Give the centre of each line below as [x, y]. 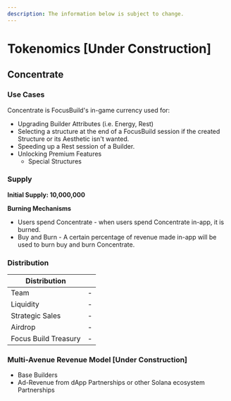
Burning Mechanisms [39, 208]
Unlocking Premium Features [60, 154]
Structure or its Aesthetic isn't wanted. [73, 139]
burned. [29, 229]
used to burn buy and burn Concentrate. [76, 245]
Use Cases [26, 94]
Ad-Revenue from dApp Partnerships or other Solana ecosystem [111, 383]
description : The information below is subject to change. [96, 14]
